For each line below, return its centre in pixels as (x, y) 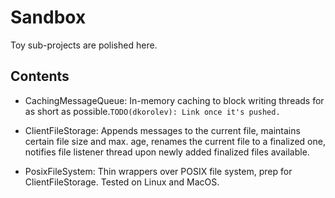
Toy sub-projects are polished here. (84, 45)
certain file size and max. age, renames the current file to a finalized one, (175, 141)
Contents (40, 76)
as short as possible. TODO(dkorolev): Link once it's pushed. (152, 111)
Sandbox (48, 17)
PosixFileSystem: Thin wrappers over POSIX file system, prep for (158, 171)
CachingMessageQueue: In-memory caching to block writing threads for (174, 100)
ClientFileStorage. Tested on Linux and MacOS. (122, 182)
